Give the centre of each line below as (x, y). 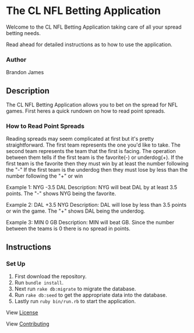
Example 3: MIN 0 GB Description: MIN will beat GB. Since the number (90, 223)
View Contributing (28, 324)
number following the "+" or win (45, 176)
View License (22, 313)
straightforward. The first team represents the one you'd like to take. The (93, 145)
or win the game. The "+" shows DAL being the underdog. (76, 211)
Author (16, 60)
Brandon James (25, 72)
